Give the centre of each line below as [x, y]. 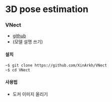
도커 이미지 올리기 [30, 94]
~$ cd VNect [18, 70]
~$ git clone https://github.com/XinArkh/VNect [56, 65]
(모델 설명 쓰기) [28, 42]
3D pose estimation [47, 9]
